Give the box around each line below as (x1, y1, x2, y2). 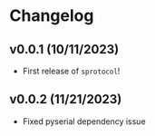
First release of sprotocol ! (22, 65, 121, 76)
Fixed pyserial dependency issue (22, 115, 147, 127)
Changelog (9, 5, 94, 26)
